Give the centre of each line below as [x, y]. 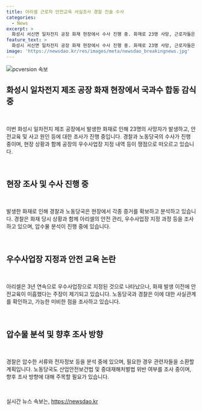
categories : [21, 18]
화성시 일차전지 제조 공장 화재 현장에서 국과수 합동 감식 [101, 90]
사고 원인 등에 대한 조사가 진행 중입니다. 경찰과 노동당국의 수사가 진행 [110, 136]
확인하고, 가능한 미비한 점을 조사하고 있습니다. [66, 302]
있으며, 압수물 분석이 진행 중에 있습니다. [64, 227]
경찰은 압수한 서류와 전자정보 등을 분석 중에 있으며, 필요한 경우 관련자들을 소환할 [100, 361]
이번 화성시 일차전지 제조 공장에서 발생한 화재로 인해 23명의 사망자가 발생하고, [98, 129]
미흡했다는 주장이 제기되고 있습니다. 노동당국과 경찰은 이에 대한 [101, 294]
